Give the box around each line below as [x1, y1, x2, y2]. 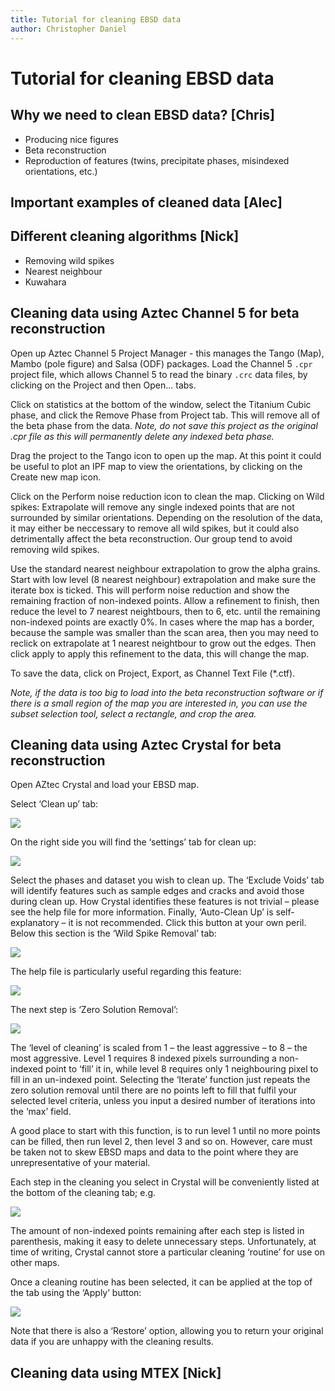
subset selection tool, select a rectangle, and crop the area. [10, 707, 257, 720]
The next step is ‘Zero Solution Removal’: [10, 1004, 179, 1016]
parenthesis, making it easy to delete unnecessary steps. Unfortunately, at [10, 1236, 317, 1248]
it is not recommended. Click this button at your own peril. [68, 917, 307, 929]
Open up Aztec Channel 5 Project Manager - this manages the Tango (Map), [10, 347, 325, 359]
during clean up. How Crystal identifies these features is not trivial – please [10, 896, 320, 908]
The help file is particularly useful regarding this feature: [10, 966, 242, 978]
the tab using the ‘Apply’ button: [10, 1287, 142, 1299]
